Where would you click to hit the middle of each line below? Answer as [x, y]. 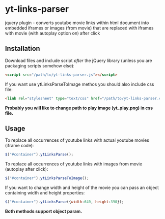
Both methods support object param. [44, 211]
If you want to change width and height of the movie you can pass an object [82, 188]
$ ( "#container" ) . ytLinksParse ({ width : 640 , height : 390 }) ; [65, 202]
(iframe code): [20, 146]
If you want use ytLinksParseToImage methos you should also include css [80, 84]
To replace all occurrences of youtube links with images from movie [74, 164]
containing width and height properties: [45, 193]
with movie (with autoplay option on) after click [53, 33]
